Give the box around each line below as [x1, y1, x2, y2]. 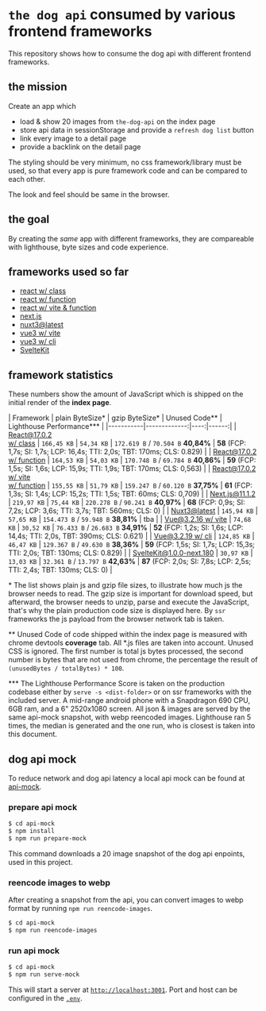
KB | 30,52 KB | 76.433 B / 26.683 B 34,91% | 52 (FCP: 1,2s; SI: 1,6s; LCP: [8, 523, 244, 533]
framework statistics [8, 368, 114, 382]
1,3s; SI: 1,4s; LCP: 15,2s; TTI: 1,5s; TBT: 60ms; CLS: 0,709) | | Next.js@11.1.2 [8, 489, 256, 499]
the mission [8, 80, 67, 94]
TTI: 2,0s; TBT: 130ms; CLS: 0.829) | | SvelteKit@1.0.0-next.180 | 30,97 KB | [8, 548, 253, 558]
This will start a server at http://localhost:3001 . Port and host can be [8, 985, 238, 994]
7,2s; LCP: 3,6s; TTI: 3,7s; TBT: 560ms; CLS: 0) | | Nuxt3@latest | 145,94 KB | [8, 506, 258, 515]
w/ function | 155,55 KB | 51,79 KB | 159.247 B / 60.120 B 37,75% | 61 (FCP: [8, 480, 253, 490]
